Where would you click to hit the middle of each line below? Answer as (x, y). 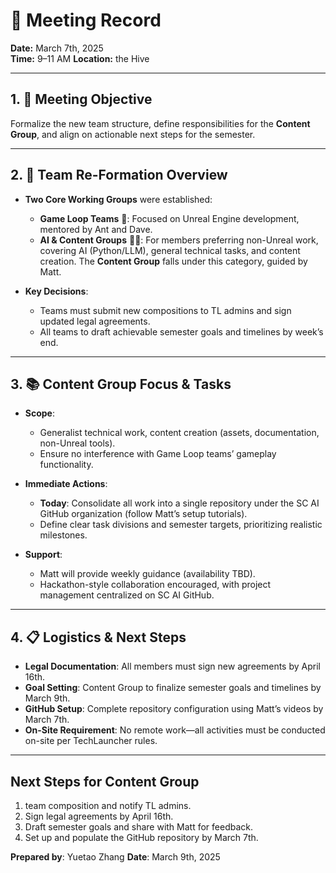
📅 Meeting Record (86, 20)
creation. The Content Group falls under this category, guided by (173, 261)
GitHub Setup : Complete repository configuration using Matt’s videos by (174, 709)
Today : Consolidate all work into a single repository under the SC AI (179, 503)
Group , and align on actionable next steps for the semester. (133, 134)
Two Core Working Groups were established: (118, 199)
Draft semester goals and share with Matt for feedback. (139, 827)
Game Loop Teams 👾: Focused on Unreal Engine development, (169, 218)
